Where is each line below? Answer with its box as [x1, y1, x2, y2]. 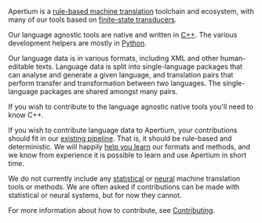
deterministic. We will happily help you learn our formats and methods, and [8, 142, 251, 151]
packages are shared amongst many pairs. [39, 87, 178, 96]
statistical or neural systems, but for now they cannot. [8, 191, 182, 200]
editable [8, 62, 35, 71]
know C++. [8, 110, 45, 120]
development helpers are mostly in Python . [8, 38, 147, 48]
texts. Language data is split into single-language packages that [35, 62, 243, 71]
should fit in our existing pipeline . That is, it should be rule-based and [8, 134, 232, 143]
